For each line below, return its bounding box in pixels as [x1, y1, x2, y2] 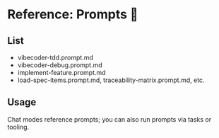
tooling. [7, 122, 30, 131]
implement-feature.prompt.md [17, 69, 106, 76]
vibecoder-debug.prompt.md [17, 61, 102, 69]
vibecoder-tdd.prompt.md [17, 53, 93, 62]
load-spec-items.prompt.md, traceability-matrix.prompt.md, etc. [17, 76, 205, 84]
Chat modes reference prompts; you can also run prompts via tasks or [7, 115, 212, 123]
